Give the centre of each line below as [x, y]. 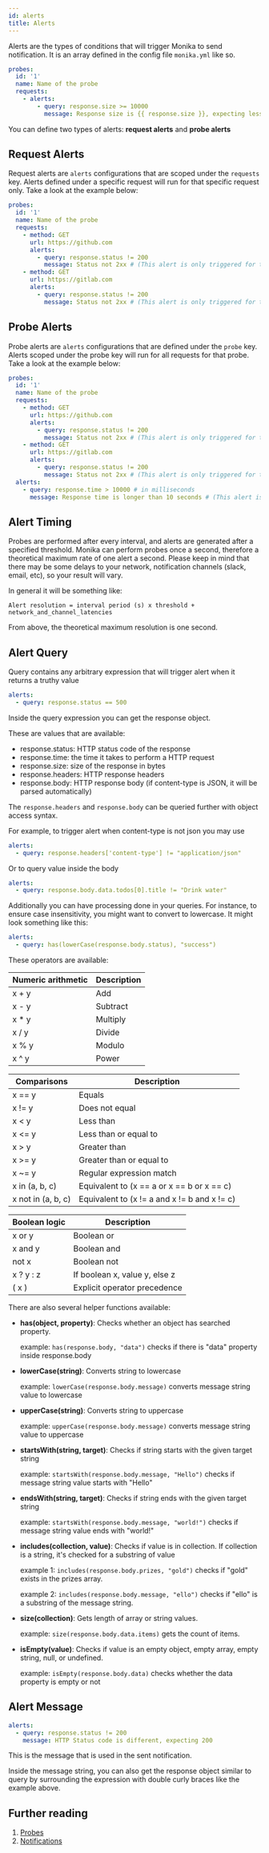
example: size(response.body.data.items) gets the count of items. [130, 1634]
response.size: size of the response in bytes [92, 766]
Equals [92, 1095]
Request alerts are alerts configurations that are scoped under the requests [134, 174]
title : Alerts [32, 23]
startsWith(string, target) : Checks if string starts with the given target [136, 1450]
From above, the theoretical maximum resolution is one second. [113, 627]
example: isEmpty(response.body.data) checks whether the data [126, 1673]
